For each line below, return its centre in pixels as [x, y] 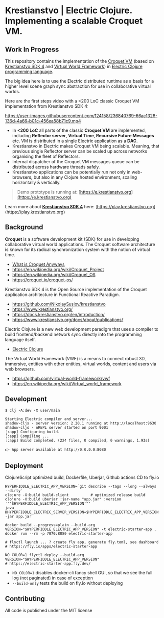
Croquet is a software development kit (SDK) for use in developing [72, 239]
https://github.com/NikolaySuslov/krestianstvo [59, 304]
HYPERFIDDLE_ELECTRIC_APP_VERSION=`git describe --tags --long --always [81, 487]
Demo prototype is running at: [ [49, 192]
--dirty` [14, 491]
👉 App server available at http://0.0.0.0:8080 [56, 449]
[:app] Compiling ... [27, 436]
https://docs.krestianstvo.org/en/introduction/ [59, 314]
